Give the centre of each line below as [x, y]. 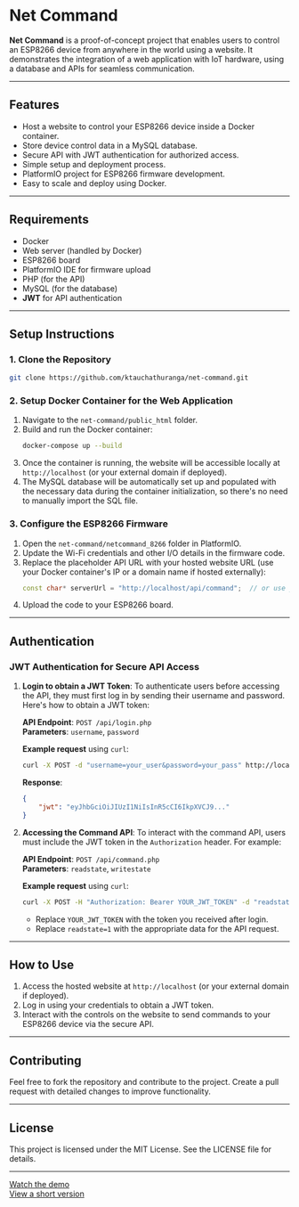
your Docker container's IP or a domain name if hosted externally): [144, 572]
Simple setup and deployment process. [94, 164]
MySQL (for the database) [70, 288]
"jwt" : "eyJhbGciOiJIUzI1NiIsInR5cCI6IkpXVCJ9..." [134, 807]
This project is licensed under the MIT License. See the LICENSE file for [141, 1149]
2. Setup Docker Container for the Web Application [121, 401]
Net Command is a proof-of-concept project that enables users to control [145, 40]
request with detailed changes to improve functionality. [110, 1091]
